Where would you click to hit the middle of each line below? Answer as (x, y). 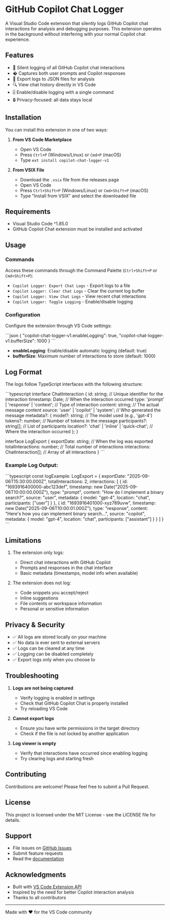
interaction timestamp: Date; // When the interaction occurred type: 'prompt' (85, 399)
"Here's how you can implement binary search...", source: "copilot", (75, 514)
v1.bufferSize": (20, 341)
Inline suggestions (39, 598)
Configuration (23, 314)
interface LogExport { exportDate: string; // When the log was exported (79, 441)
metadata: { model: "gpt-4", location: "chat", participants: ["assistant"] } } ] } (84, 519)
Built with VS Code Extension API (47, 887)
